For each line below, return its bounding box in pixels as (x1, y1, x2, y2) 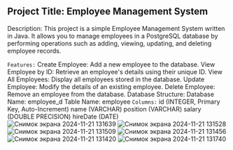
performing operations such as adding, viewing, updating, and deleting (7, 39, 212, 48)
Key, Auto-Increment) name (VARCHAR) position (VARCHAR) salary (7, 104, 202, 113)
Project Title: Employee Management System (7, 6, 209, 18)
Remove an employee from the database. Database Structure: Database (7, 90, 215, 98)
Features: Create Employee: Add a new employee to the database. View (7, 60, 216, 69)
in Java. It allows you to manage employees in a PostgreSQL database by (7, 32, 218, 40)
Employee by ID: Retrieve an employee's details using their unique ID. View (7, 67, 223, 76)
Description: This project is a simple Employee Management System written (7, 24, 225, 32)
